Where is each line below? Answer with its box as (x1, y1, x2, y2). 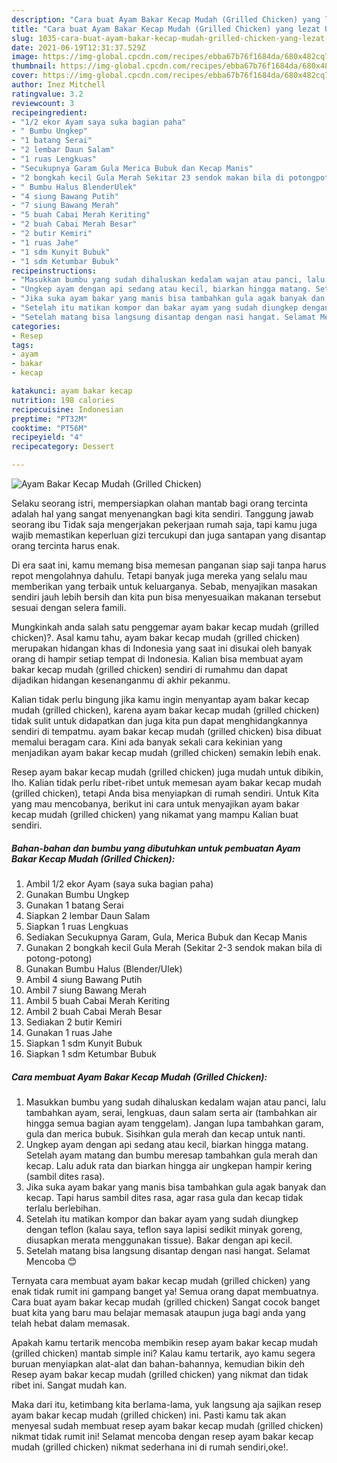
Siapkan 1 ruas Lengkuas (25, 920, 129, 932)
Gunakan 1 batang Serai (25, 899, 124, 911)
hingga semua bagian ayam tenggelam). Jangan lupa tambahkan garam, (25, 1117, 324, 1129)
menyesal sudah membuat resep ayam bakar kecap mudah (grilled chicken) (11, 1419, 324, 1431)
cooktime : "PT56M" (11, 423, 88, 433)
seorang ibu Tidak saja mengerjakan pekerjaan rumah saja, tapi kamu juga (11, 519, 318, 530)
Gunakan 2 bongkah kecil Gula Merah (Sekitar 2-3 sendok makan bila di (25, 941, 323, 953)
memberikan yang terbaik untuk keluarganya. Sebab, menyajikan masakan (11, 581, 318, 592)
